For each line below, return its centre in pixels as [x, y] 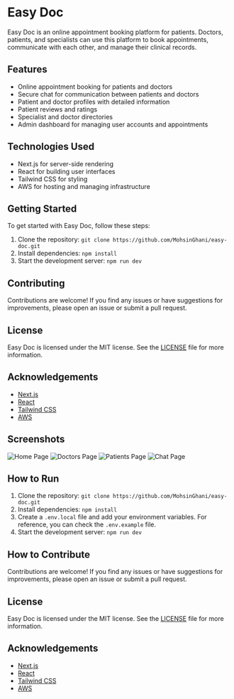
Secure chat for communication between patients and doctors [108, 94]
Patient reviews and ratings [57, 109]
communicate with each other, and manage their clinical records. [102, 47]
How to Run [33, 479]
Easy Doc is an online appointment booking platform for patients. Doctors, [115, 32]
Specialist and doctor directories [65, 116]
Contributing [36, 283]
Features [27, 69]
